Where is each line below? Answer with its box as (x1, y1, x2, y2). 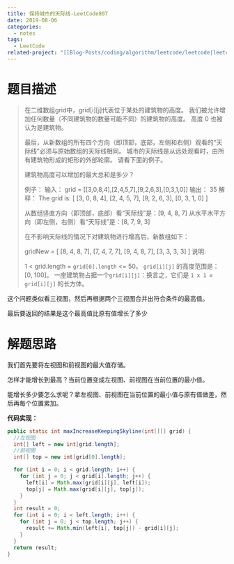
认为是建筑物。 (24, 123, 68, 131)
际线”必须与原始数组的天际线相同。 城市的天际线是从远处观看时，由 (24, 147, 218, 155)
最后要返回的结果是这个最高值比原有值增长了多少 (7, 309, 148, 318)
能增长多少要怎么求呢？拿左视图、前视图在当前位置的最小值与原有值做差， (7, 390, 221, 399)
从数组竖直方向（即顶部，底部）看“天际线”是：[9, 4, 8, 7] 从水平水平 (24, 209, 220, 217)
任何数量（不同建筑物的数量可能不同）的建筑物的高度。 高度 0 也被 (30, 114, 223, 123)
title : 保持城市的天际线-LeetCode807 (7, 10, 109, 17)
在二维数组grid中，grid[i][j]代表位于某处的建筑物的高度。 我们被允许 (24, 105, 220, 114)
